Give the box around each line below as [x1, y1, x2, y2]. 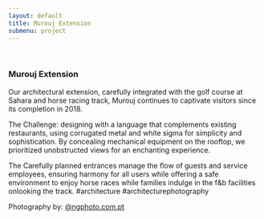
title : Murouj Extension [8, 19, 91, 27]
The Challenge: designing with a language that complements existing [8, 120, 237, 129]
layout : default [8, 11, 63, 20]
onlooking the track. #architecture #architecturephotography [8, 186, 209, 196]
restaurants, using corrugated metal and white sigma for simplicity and [8, 128, 242, 137]
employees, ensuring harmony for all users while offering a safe [8, 169, 219, 179]
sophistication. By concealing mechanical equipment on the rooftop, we [8, 136, 246, 146]
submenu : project [8, 26, 67, 34]
